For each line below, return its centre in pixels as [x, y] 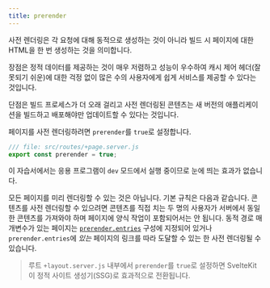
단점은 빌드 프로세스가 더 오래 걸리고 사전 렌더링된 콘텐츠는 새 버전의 [116, 104]
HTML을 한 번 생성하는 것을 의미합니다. [70, 50]
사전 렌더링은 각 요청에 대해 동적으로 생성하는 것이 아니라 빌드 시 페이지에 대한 [131, 40]
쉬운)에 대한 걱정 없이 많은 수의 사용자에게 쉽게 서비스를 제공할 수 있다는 [143, 77]
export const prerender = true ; [63, 154]
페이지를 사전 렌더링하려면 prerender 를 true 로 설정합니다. [100, 131]
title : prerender [38, 16]
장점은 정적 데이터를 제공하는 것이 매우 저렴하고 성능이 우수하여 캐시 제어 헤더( [131, 67]
